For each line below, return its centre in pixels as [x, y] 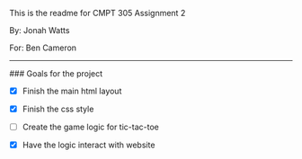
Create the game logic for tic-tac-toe [90, 127]
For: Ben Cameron [43, 48]
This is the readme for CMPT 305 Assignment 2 [98, 13]
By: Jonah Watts [40, 30]
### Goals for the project [56, 74]
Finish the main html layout [72, 91]
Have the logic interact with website [89, 145]
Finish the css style [58, 109]
